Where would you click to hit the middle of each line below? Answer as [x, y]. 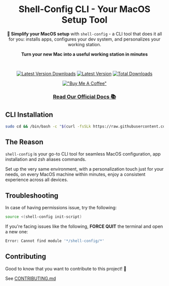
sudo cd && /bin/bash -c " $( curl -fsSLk [48, 126]
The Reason [24, 142]
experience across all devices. [37, 180]
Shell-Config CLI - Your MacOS [84, 9]
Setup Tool [84, 20]
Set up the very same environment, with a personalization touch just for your [84, 169]
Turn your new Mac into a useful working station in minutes [84, 54]
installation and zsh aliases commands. [46, 160]
